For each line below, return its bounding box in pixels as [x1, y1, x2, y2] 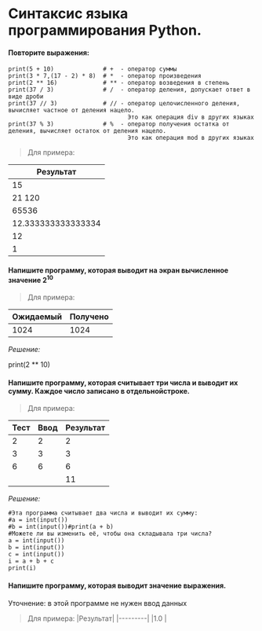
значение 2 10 [8, 273, 53, 284]
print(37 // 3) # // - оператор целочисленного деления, [8, 100, 241, 108]
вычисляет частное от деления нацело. [8, 107, 135, 115]
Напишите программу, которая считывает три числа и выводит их [8, 378, 238, 387]
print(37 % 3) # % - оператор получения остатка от [8, 120, 230, 128]
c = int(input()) [8, 551, 65, 559]
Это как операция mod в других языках [127, 134, 255, 142]
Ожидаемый [12, 311, 63, 322]
